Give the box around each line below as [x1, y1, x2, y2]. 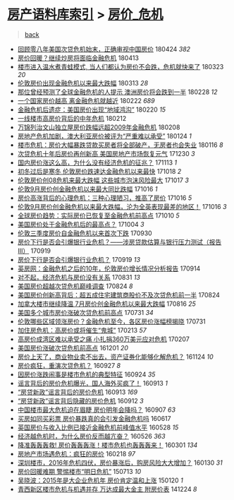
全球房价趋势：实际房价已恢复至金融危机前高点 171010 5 [17, 211, 180, 220]
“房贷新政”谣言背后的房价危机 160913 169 [17, 388, 138, 396]
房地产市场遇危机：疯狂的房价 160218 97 [17, 449, 136, 458]
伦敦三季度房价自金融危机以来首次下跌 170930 [17, 229, 153, 237]
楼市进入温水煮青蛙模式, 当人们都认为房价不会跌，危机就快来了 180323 [17, 62, 224, 71]
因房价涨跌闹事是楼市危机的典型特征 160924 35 [17, 370, 156, 379]
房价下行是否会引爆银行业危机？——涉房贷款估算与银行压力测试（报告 [17, 237, 222, 246]
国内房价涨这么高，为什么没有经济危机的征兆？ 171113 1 [17, 158, 178, 167]
